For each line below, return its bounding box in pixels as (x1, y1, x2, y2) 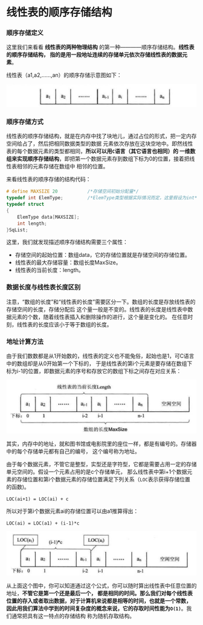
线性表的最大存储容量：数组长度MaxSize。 (14, 259, 122, 266)
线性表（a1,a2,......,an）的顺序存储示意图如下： (6, 71, 122, 79)
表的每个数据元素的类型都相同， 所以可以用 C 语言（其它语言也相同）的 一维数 (6, 148, 196, 155)
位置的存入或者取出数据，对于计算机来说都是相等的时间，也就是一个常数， (6, 597, 192, 604)
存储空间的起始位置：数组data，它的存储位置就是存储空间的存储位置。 (14, 251, 190, 259)
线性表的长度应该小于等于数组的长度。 (16, 320, 112, 328)
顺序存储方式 (6, 117, 44, 126)
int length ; (17, 220, 47, 227)
